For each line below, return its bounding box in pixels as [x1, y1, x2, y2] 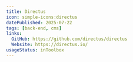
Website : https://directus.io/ [11, 42, 88, 48]
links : [6, 31, 22, 37]
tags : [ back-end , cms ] [6, 25, 62, 31]
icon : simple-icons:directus [6, 14, 78, 20]
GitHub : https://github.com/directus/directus [11, 36, 128, 42]
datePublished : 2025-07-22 [6, 19, 72, 25]
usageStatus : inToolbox [6, 47, 65, 53]
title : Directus [6, 8, 46, 15]
